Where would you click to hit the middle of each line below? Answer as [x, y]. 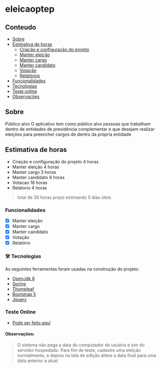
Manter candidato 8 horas [38, 177]
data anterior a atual [37, 361]
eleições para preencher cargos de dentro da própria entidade [68, 134]
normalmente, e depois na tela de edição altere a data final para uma [87, 356]
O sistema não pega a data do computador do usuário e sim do [81, 345]
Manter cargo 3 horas [34, 172]
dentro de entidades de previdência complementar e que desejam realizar [80, 129]
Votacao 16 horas [30, 183]
